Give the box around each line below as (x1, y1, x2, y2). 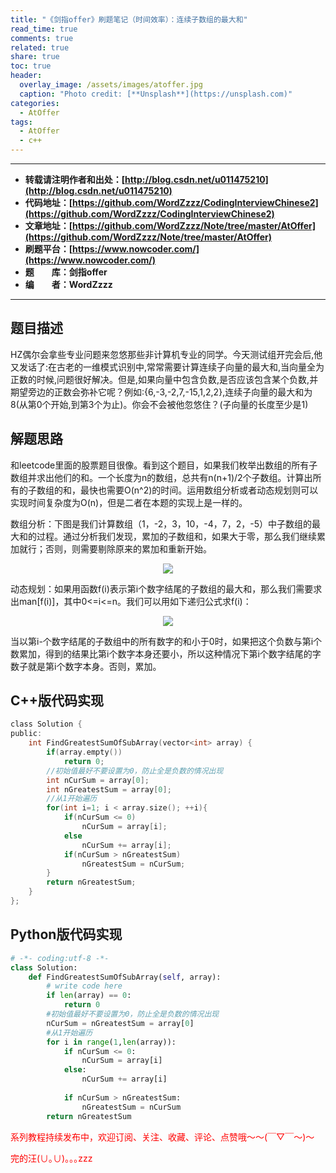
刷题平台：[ (24, 243, 73, 255)
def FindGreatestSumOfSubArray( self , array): (28, 972, 222, 982)
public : (10, 729, 43, 739)
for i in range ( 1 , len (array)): (46, 1037, 177, 1047)
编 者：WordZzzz (24, 279, 113, 290)
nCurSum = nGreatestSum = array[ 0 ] (46, 1018, 195, 1028)
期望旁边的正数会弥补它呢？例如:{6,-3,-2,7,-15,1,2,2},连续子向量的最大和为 (10, 386, 313, 398)
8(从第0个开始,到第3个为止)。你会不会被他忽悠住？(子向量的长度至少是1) (10, 398, 309, 410)
